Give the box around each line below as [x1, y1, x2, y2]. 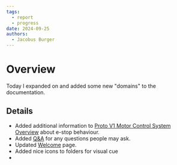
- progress [11, 20, 39, 26]
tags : [6, 8, 20, 15]
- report [11, 14, 34, 20]
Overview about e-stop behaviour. [14, 128, 100, 136]
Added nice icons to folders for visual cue [14, 148, 119, 155]
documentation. [6, 88, 46, 96]
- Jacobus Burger [11, 37, 55, 43]
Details [6, 106, 33, 116]
